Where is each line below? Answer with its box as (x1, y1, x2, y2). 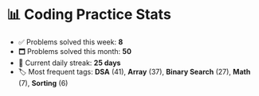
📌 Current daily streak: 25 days (18, 58, 121, 67)
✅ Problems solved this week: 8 (18, 36, 124, 47)
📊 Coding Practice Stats (6, 6, 171, 24)
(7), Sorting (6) (18, 78, 69, 87)
